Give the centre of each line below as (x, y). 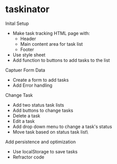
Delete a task (26, 116)
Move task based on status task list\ (50, 132)
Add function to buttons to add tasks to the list (61, 60)
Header (28, 39)
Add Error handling (32, 85)
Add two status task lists (38, 105)
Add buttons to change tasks (43, 110)
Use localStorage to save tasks (45, 151)
